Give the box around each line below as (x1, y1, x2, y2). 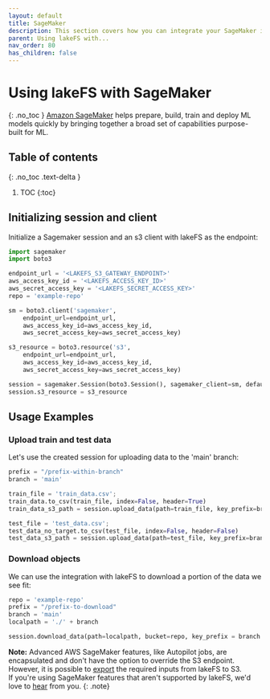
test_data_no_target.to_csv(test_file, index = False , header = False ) (8, 527, 239, 535)
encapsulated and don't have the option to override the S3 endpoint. (8, 656, 235, 665)
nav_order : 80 (8, 42, 56, 50)
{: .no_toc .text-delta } (8, 172, 81, 182)
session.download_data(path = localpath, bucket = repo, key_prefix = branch (8, 632, 261, 641)
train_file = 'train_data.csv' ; (8, 490, 117, 498)
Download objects (8, 554, 81, 565)
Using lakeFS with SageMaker (8, 84, 211, 102)
